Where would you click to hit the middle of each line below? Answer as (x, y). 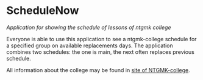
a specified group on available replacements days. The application (90, 45)
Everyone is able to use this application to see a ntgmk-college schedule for (101, 39)
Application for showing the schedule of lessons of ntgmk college (89, 27)
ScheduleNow (43, 11)
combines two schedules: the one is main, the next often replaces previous (101, 52)
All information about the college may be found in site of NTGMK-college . (98, 70)
